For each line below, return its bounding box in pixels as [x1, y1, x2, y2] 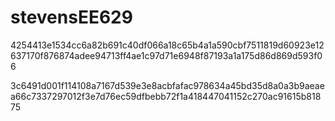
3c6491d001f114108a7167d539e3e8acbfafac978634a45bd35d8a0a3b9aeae [10, 79, 325, 91]
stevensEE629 [10, 6, 133, 29]
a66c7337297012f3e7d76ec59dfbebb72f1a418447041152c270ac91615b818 [10, 90, 322, 102]
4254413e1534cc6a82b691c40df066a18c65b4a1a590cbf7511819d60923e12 [10, 39, 325, 51]
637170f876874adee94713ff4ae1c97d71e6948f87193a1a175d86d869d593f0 [10, 49, 323, 61]
